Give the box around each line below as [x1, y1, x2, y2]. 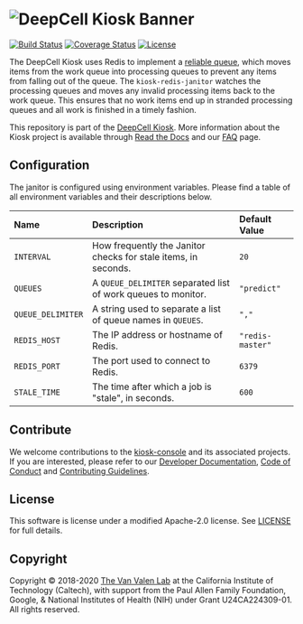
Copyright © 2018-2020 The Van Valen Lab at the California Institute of [9, 575, 274, 586]
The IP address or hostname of [91, 328, 224, 340]
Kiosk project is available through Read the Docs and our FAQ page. [9, 131, 262, 142]
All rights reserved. [9, 604, 80, 615]
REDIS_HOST [14, 335, 60, 345]
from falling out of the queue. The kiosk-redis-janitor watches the [9, 75, 262, 86]
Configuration [9, 158, 90, 173]
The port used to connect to [91, 354, 210, 367]
